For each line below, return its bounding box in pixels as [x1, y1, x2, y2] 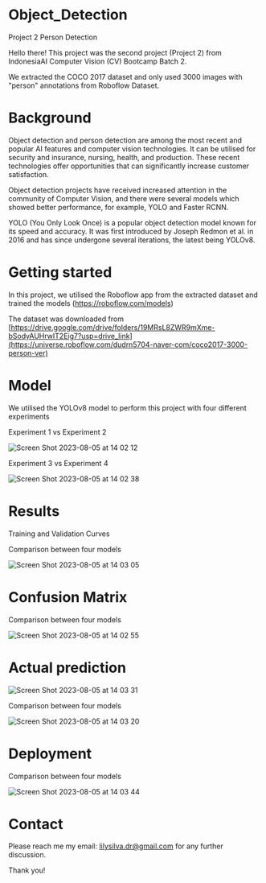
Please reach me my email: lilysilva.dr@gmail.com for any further [8, 841, 223, 851]
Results [8, 501, 60, 520]
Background [8, 109, 92, 127]
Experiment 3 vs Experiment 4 [8, 458, 108, 468]
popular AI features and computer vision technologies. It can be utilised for [8, 143, 256, 154]
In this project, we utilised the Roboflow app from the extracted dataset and [8, 290, 259, 299]
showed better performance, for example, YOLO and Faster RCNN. [8, 202, 229, 212]
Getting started [8, 263, 113, 282]
